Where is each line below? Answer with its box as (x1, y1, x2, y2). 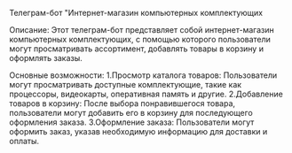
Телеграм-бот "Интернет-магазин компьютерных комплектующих (9, 8, 264, 18)
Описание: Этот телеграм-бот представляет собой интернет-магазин (9, 25, 274, 34)
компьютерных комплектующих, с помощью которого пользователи (9, 34, 271, 44)
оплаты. (9, 136, 40, 146)
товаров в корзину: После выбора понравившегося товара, (9, 98, 236, 109)
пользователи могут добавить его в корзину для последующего (9, 108, 253, 118)
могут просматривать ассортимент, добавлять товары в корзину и (9, 43, 264, 54)
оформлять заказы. (9, 53, 83, 63)
